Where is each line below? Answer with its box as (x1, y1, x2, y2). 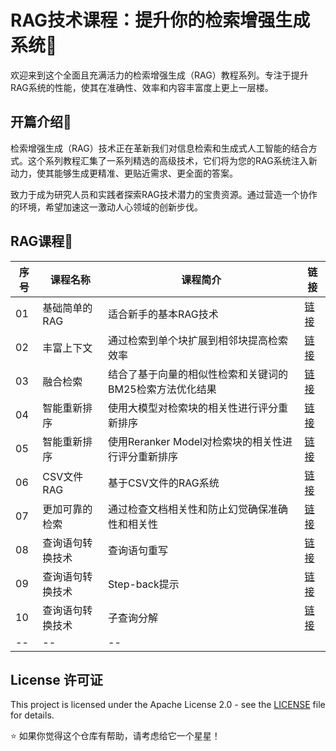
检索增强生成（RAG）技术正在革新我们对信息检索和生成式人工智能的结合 (10, 142, 309, 154)
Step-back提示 (108, 577, 180, 591)
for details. (10, 709, 55, 721)
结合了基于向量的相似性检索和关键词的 (108, 367, 289, 381)
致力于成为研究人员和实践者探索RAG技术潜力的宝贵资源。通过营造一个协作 (10, 188, 318, 200)
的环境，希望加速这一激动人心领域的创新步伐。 (10, 201, 203, 213)
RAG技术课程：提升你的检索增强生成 (10, 9, 311, 32)
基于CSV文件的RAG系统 (108, 476, 220, 490)
